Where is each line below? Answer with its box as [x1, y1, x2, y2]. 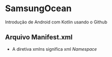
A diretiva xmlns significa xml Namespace [12, 46, 97, 52]
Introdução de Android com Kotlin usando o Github [5, 19, 108, 25]
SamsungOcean [5, 3, 72, 14]
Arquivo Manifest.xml [5, 33, 73, 41]
